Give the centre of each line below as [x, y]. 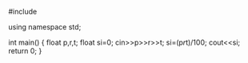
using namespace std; [45, 27]
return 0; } [25, 51]
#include [23, 12]
